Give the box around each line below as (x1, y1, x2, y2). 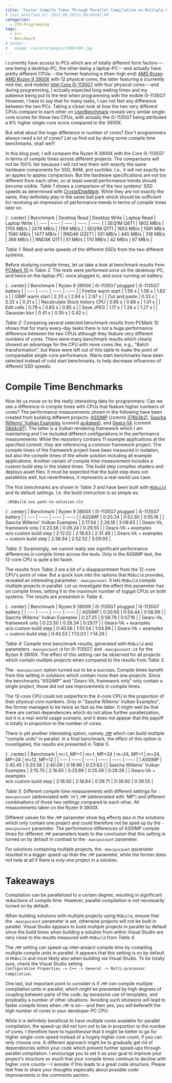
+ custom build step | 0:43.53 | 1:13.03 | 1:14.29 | (5, 631, 107, 637)
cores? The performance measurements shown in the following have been (5, 409, 162, 415)
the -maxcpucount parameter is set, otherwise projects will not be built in (5, 918, 157, 924)
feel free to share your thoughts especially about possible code (5, 1067, 139, 1073)
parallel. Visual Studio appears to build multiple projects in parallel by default (5, 924, 167, 930)
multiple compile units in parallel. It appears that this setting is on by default (5, 950, 165, 956)
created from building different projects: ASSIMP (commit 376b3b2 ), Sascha (5, 414, 166, 420)
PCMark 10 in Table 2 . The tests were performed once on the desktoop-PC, (5, 267, 165, 273)
